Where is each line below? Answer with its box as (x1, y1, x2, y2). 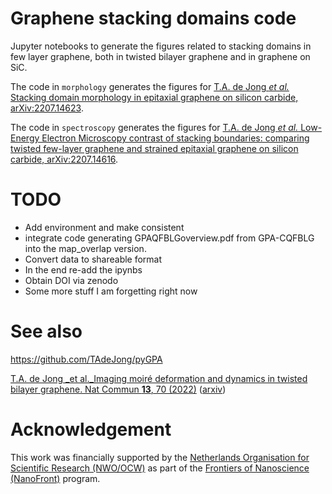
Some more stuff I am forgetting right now (24, 285, 198, 297)
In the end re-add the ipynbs (24, 263, 143, 276)
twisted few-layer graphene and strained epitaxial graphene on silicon (10, 142, 299, 154)
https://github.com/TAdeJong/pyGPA (10, 353, 163, 365)
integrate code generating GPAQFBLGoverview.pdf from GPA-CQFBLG (24, 232, 315, 244)
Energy (10, 132, 40, 144)
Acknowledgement (10, 418, 172, 441)
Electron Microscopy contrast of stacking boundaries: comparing (41, 132, 310, 144)
